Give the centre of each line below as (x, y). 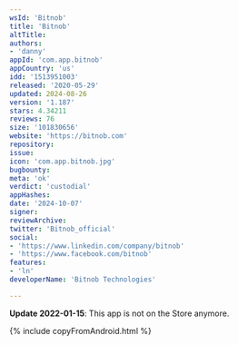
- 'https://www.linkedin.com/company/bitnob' (97, 246)
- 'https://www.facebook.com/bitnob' (81, 254)
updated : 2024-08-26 (49, 94)
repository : (32, 144)
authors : (26, 43)
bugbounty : (30, 170)
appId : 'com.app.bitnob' (56, 60)
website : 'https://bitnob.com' (69, 136)
